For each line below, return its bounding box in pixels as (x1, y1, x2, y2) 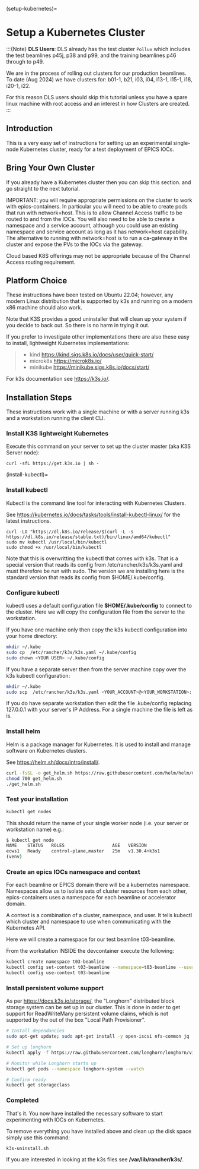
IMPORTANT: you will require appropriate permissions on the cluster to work (6, 196, 192, 204)
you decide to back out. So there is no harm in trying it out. (6, 322, 150, 329)
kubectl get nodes (6, 808, 52, 814)
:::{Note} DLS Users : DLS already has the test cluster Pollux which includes (6, 45, 191, 52)
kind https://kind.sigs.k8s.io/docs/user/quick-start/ (29, 351, 154, 358)
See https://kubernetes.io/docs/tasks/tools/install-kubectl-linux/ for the (6, 511, 181, 518)
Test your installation (6, 795, 69, 804)
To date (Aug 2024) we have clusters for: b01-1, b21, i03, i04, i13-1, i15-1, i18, (6, 75, 192, 83)
